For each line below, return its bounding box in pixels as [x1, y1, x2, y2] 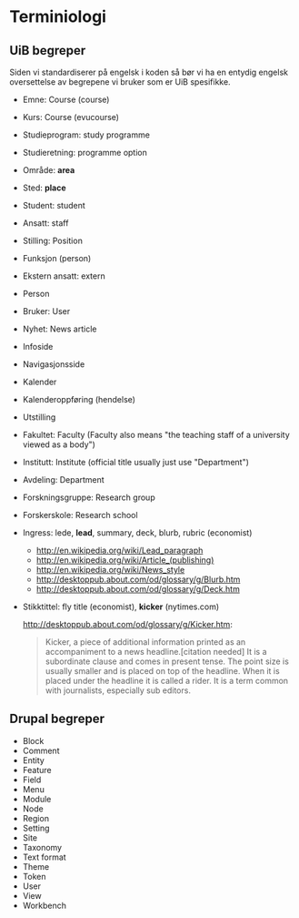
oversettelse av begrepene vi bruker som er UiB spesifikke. [9, 76, 231, 87]
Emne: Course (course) [22, 94, 110, 105]
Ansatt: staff [22, 218, 69, 229]
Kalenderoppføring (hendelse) [22, 394, 136, 404]
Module [22, 793, 52, 804]
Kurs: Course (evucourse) [22, 112, 120, 122]
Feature [22, 764, 52, 775]
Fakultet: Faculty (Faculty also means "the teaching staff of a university [22, 430, 291, 440]
